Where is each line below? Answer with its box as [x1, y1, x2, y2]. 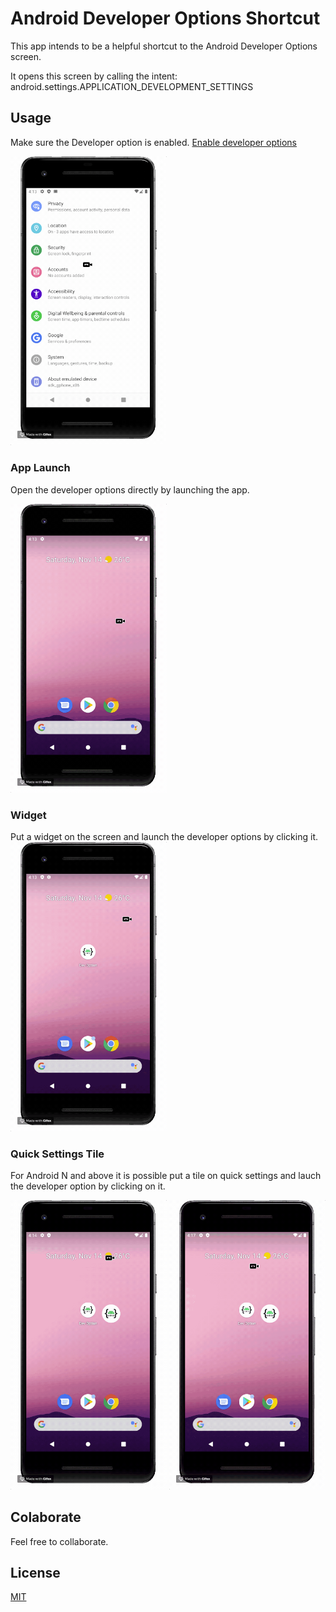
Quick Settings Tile [10, 1147, 105, 1161]
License [10, 1565, 61, 1582]
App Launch [10, 461, 71, 475]
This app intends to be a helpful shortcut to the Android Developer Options [10, 40, 318, 52]
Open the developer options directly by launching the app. [10, 483, 250, 496]
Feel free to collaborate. [10, 1535, 109, 1547]
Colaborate [10, 1509, 82, 1526]
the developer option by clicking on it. [10, 1180, 166, 1192]
